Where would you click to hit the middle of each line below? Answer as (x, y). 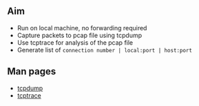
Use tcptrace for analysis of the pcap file (75, 42)
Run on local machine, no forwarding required (82, 28)
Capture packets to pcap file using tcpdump (80, 35)
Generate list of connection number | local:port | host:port (105, 50)
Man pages (32, 72)
